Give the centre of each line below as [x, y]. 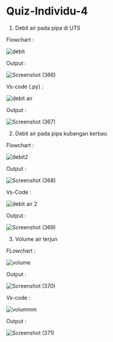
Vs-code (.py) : [25, 87]
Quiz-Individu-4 [47, 11]
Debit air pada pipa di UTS [47, 28]
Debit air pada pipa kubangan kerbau [61, 133]
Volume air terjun [36, 239]
